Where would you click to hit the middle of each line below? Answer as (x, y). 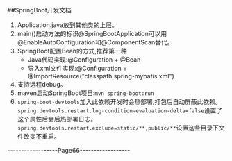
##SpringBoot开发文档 (39, 10)
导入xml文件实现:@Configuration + (77, 68)
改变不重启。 (42, 136)
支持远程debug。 (42, 84)
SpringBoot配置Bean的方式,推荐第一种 (72, 51)
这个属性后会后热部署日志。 (57, 119)
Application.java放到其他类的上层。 (67, 25)
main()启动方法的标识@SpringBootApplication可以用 (92, 34)
